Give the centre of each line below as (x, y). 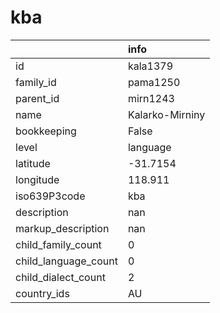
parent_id (37, 98)
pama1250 (154, 82)
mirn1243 (151, 98)
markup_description (62, 228)
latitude (33, 163)
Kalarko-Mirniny (166, 114)
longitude (37, 179)
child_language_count (66, 261)
